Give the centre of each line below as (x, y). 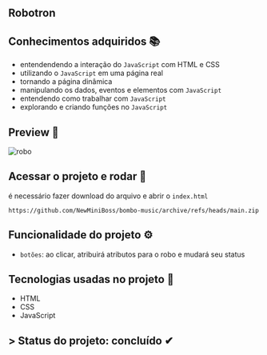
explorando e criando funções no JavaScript (94, 107)
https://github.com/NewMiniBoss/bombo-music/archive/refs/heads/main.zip (134, 210)
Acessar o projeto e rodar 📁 (77, 176)
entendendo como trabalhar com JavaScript (93, 98)
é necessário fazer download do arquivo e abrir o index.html (108, 196)
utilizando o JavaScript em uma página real (92, 73)
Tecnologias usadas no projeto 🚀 (91, 279)
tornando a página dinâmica (66, 82)
